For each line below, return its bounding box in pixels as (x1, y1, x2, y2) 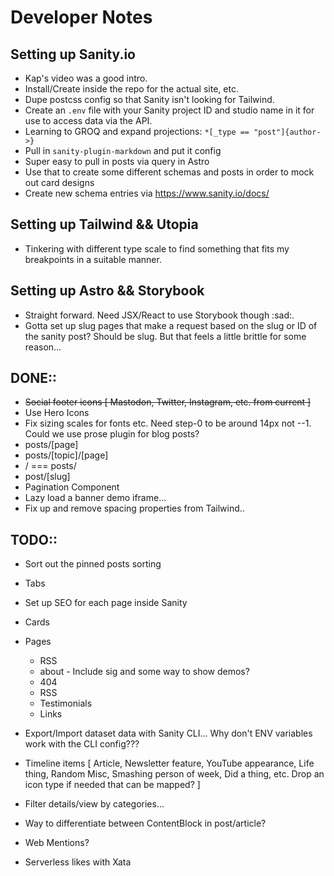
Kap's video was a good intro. (24, 72, 148, 84)
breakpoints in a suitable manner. (24, 253, 162, 265)
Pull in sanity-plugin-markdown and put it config (24, 145, 222, 156)
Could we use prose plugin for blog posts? (24, 428, 200, 440)
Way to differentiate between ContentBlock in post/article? (24, 817, 267, 830)
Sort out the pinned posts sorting (24, 558, 162, 570)
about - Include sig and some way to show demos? (39, 666, 250, 678)
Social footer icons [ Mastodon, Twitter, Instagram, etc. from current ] (24, 396, 312, 408)
